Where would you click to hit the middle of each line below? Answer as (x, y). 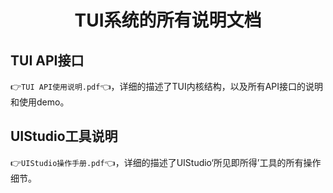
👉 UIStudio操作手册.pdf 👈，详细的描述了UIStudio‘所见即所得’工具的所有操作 (166, 162)
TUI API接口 (47, 60)
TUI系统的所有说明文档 (168, 20)
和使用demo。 (40, 102)
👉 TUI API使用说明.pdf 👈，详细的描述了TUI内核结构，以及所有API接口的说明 (167, 86)
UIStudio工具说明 (64, 136)
